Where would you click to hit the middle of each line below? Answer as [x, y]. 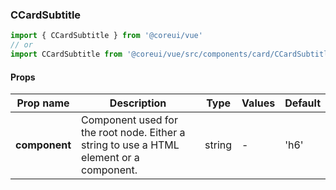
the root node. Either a [133, 133]
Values [258, 103]
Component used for [129, 120]
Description [138, 103]
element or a [110, 158]
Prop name [43, 103]
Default [302, 103]
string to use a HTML [130, 145]
